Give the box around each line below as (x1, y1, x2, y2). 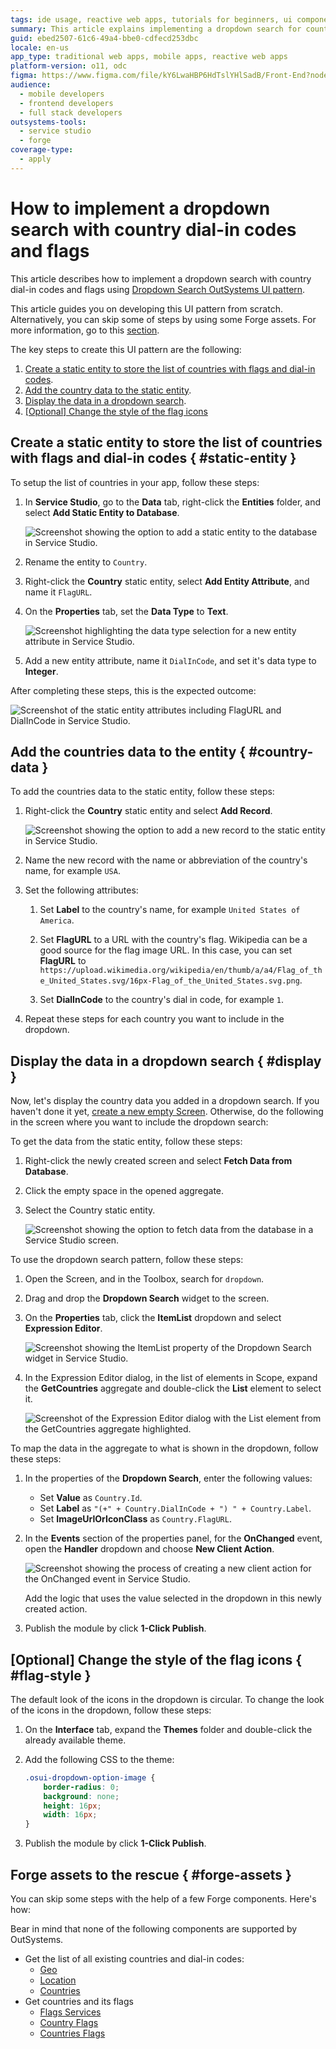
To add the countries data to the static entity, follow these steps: (10, 786, 275, 798)
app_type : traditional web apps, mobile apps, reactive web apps (10, 52, 288, 62)
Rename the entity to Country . (24, 556, 148, 568)
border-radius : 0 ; (43, 1782, 120, 1792)
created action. (24, 1603, 88, 1615)
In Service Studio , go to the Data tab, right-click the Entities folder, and (24, 496, 322, 508)
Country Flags (39, 2017, 99, 2028)
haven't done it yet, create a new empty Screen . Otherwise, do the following (10, 1106, 324, 1118)
